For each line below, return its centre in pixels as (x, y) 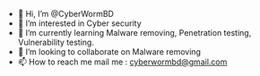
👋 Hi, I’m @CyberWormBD (66, 14)
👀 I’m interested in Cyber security (79, 23)
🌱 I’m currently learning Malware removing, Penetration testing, (134, 33)
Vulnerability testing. (56, 42)
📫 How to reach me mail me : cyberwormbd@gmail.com (122, 62)
